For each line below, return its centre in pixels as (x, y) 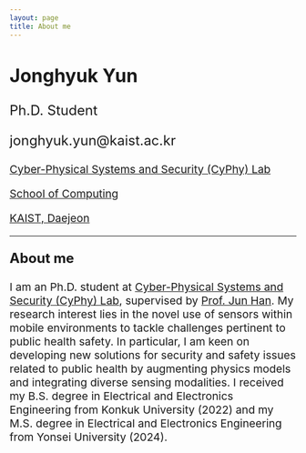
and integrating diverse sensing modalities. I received (147, 383)
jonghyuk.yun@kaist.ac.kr (92, 140)
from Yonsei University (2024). (89, 437)
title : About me (40, 26)
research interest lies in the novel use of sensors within (151, 314)
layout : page (34, 18)
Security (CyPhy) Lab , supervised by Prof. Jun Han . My (152, 301)
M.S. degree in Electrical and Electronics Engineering (146, 423)
